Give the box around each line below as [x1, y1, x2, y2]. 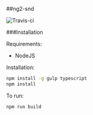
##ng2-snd [6, 5, 34, 12]
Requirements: [6, 41, 42, 47]
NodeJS [14, 52, 35, 59]
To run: [6, 92, 24, 99]
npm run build [6, 103, 42, 110]
